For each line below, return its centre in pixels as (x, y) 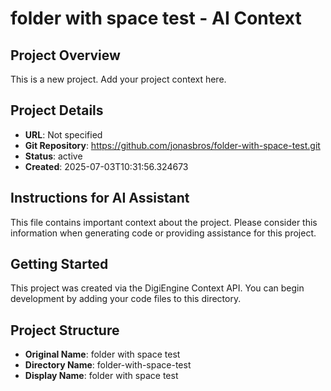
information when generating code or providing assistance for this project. (163, 233)
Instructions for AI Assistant (100, 198)
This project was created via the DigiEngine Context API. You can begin (157, 288)
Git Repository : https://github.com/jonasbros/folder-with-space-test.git (172, 145)
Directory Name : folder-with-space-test (108, 365)
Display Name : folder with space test (101, 376)
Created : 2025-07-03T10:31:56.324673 (106, 166)
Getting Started (59, 264)
